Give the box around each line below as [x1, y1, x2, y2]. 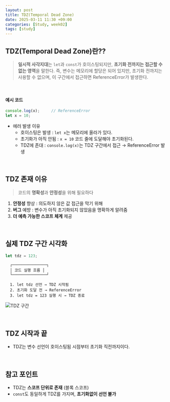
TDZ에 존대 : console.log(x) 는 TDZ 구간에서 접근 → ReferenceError [20, 142, 160, 148]
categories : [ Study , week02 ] [5, 21, 68, 27]
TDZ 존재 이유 [5, 175, 48, 184]
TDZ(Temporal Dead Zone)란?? [5, 47, 106, 55]
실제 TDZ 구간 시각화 [5, 239, 68, 248]
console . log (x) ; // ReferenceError [5, 108, 91, 114]
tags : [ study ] [5, 27, 36, 32]
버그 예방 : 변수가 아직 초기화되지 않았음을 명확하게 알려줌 [12, 207, 128, 213]
